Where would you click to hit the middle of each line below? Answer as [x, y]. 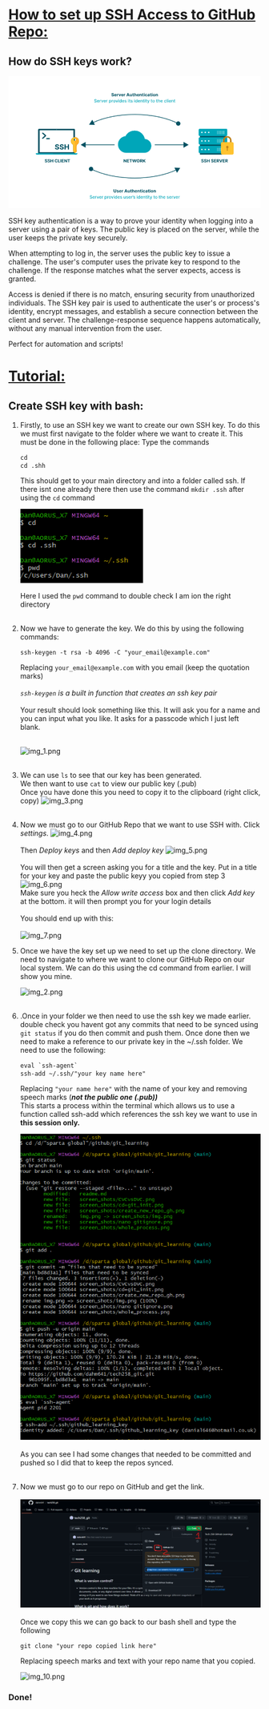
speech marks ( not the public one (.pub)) [89, 1097]
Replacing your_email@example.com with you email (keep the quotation [134, 667]
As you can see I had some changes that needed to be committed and [136, 1454]
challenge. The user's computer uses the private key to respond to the [124, 262]
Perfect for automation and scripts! [66, 344]
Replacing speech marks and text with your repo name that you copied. [138, 1661]
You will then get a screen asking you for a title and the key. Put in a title [139, 868]
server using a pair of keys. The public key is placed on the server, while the [134, 229]
